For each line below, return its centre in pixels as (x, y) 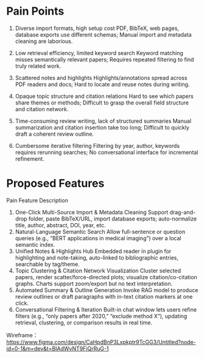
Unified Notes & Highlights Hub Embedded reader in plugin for (93, 251)
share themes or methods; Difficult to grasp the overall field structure (102, 103)
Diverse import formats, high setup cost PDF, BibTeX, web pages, (97, 28)
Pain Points (35, 11)
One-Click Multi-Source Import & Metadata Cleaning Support (92, 212)
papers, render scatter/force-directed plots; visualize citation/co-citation (106, 277)
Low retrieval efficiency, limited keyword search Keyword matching (99, 53)
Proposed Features (55, 184)
